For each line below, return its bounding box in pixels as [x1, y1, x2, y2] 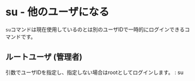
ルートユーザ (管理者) [5, 52, 83, 62]
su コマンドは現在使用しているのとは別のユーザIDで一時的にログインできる [5, 26, 185, 33]
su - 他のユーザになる [5, 5, 110, 19]
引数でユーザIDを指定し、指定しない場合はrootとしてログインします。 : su [5, 69, 184, 76]
